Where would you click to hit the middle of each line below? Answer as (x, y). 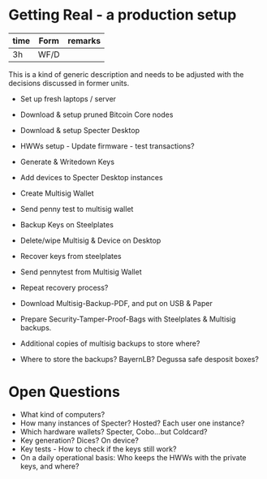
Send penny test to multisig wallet (77, 209)
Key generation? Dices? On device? (80, 440)
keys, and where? (50, 466)
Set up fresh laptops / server (68, 98)
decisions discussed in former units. (69, 83)
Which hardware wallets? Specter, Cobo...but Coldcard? (114, 431)
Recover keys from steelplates (71, 256)
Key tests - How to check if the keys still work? (98, 449)
